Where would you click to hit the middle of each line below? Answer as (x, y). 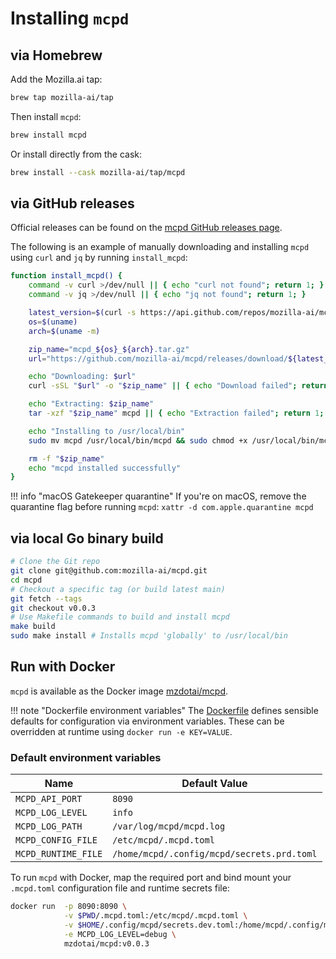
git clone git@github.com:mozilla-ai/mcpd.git (109, 571)
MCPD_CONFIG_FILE (56, 840)
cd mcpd (26, 580)
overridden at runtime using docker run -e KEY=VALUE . (121, 731)
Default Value (214, 784)
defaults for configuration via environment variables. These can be (147, 721)
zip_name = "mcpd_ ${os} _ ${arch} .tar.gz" (109, 349)
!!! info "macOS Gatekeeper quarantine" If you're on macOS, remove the (158, 496)
